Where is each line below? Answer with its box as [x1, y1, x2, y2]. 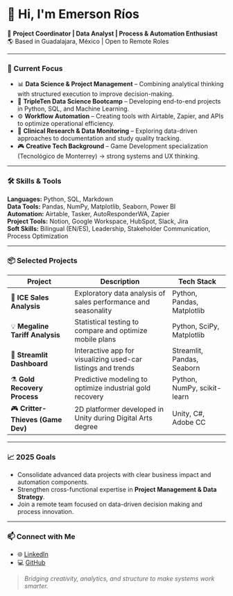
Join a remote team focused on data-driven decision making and [17, 500, 202, 508]
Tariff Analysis [10, 330, 60, 339]
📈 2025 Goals [7, 452, 56, 462]
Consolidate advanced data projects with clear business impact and [17, 471, 212, 479]
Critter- [19, 403, 47, 413]
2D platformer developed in [74, 405, 164, 414]
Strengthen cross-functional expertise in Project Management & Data [17, 485, 217, 494]
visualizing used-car [74, 354, 142, 364]
